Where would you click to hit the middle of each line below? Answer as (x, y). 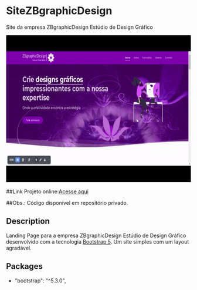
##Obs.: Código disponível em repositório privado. (67, 203)
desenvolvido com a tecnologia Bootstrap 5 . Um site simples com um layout (98, 241)
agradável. (19, 248)
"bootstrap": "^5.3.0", (40, 281)
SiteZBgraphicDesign (59, 11)
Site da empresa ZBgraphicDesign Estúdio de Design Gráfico (80, 27)
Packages (24, 266)
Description (28, 221)
